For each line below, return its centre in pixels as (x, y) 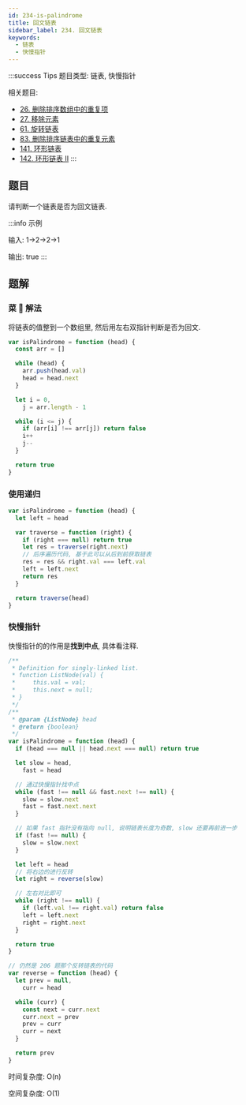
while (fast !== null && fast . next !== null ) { (95, 792)
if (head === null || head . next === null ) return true (107, 749)
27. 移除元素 (39, 119)
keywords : (24, 37)
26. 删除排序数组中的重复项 (64, 109)
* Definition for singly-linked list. (75, 668)
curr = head (42, 987)
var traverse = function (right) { (74, 532)
